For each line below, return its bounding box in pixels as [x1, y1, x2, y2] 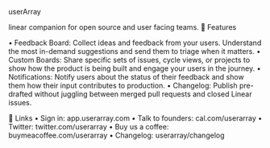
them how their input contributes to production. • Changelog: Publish [8, 80, 238, 90]
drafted [8, 89, 33, 99]
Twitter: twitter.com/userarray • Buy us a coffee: [8, 122, 169, 131]
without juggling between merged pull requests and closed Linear [34, 89, 252, 99]
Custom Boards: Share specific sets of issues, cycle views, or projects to [8, 55, 251, 64]
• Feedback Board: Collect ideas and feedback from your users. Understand [8, 38, 262, 47]
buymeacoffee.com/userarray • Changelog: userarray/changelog [8, 130, 225, 140]
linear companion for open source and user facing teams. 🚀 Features [8, 23, 237, 31]
